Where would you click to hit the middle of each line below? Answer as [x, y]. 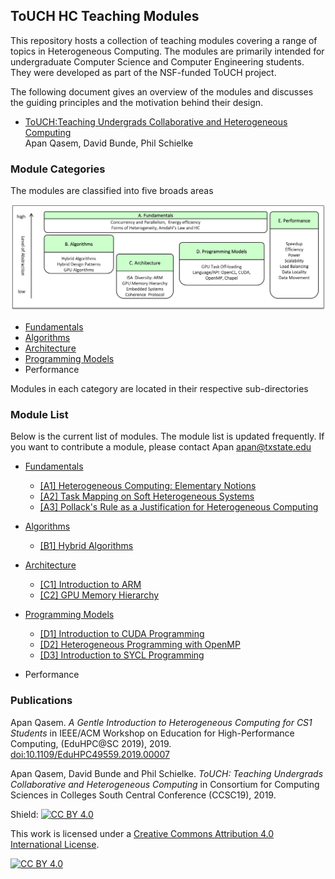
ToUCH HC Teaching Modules [105, 16]
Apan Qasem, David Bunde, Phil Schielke [109, 143]
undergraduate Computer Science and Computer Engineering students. [157, 61]
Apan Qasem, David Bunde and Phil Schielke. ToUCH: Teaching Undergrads [167, 773]
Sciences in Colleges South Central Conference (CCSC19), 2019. [143, 795]
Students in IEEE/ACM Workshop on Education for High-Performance [152, 733]
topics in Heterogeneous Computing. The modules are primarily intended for [167, 51]
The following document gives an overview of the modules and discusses [162, 91]
